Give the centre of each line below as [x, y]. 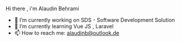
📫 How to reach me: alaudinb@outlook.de [67, 33]
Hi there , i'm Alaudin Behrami [42, 9]
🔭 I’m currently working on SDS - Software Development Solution [94, 20]
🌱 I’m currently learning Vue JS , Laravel [64, 26]
